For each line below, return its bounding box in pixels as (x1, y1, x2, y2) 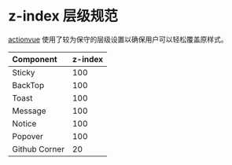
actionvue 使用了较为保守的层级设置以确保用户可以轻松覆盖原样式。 (8, 35, 228, 44)
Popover (12, 130, 43, 141)
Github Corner (12, 143, 65, 154)
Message (12, 105, 46, 116)
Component (12, 53, 57, 64)
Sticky (12, 67, 35, 78)
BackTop (12, 79, 45, 90)
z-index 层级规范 (8, 7, 118, 25)
